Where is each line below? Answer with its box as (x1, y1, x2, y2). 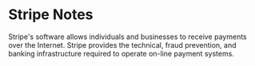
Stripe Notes (8, 6, 94, 24)
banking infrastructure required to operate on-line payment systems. (8, 49, 234, 58)
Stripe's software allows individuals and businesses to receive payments (8, 32, 247, 41)
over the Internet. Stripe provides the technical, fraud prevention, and (8, 40, 237, 49)
